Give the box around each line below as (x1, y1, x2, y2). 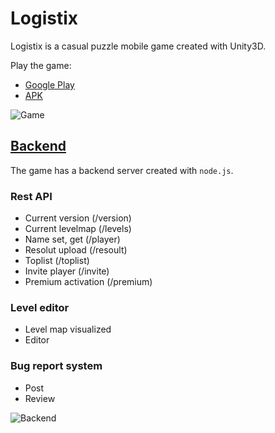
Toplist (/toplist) (24, 255, 90, 267)
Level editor (10, 300, 70, 314)
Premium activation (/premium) (24, 276, 153, 288)
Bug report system (10, 359, 103, 373)
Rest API (10, 189, 53, 203)
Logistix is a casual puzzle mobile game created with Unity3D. (10, 40, 267, 52)
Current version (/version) (24, 212, 132, 224)
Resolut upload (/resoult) (24, 244, 128, 256)
